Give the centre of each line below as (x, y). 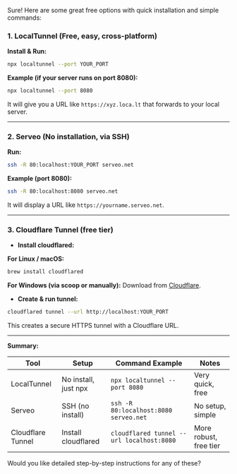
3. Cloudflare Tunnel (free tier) (61, 230)
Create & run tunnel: (48, 299)
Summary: (23, 346)
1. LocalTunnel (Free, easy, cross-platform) (82, 36)
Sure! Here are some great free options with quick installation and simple (113, 10)
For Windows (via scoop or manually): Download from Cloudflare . (104, 285)
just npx (75, 389)
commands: (25, 18)
